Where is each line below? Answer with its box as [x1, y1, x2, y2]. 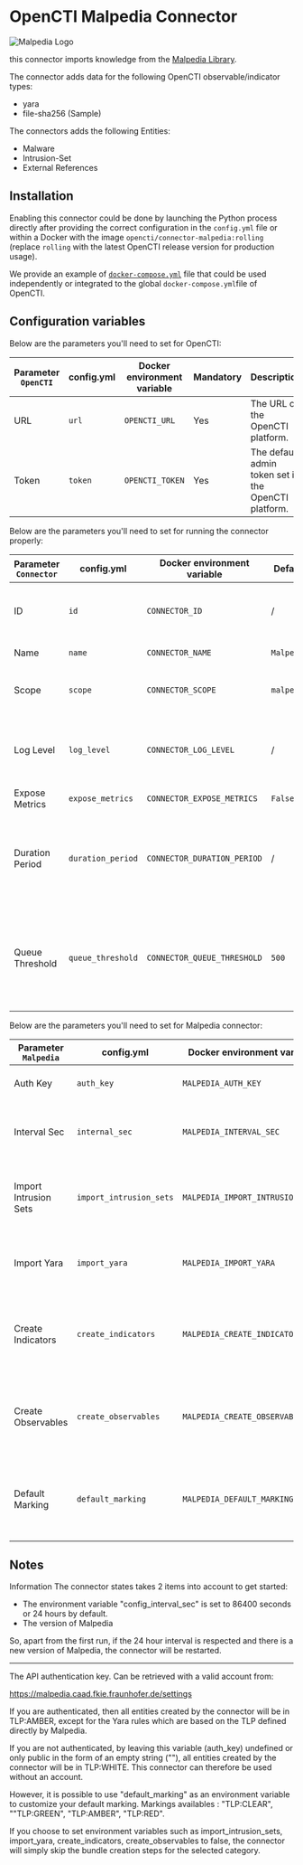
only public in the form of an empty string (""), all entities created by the [9, 1752, 277, 1764]
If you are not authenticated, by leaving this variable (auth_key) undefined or [9, 1743, 293, 1754]
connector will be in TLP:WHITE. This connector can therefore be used [9, 1762, 272, 1773]
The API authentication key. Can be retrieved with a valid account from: [9, 1671, 274, 1682]
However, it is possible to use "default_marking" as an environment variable [9, 1789, 290, 1800]
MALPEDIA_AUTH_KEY [182, 1078, 262, 1088]
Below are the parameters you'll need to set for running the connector [9, 525, 269, 536]
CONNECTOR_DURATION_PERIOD [146, 852, 263, 863]
